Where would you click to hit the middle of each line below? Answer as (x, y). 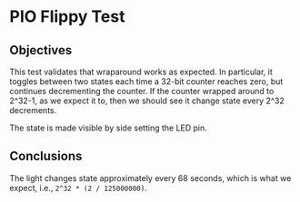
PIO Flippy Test (67, 17)
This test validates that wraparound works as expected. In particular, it (141, 72)
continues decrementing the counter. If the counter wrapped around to (142, 91)
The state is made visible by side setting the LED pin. (108, 128)
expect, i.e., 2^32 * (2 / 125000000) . (78, 188)
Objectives (41, 50)
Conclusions (46, 156)
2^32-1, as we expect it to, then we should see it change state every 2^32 (147, 101)
